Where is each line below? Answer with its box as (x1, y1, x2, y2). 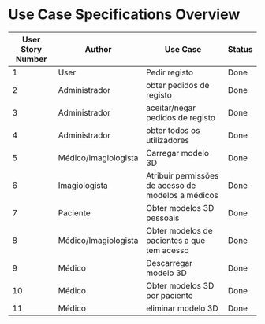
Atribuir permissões (145, 170, 219, 181)
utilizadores (145, 134, 189, 145)
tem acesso (145, 245, 189, 256)
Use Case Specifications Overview (8, 6, 241, 24)
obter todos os (145, 124, 200, 135)
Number (15, 53, 47, 64)
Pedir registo (145, 67, 193, 78)
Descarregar (145, 257, 193, 268)
